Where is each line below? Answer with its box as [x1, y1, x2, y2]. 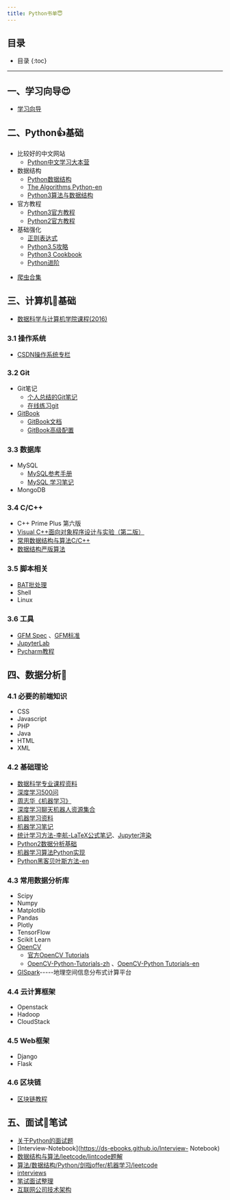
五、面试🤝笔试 [7, 1117, 67, 1129]
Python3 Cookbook [27, 250, 82, 258]
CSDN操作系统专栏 [16, 351, 71, 359]
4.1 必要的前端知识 [7, 691, 67, 701]
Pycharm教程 [16, 647, 55, 655]
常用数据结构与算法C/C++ [16, 537, 90, 545]
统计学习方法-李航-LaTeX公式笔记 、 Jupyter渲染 [16, 831, 152, 839]
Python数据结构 [27, 175, 72, 184]
